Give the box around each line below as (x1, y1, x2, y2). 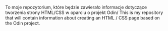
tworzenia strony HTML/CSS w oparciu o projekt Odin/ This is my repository (5, 9, 163, 15)
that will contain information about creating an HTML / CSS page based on (5, 15, 160, 20)
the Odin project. (5, 20, 40, 26)
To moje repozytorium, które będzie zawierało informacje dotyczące (5, 4, 147, 10)
